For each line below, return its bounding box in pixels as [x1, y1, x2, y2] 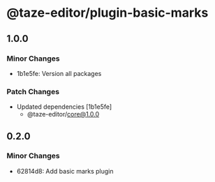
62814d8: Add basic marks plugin [16, 167, 114, 175]
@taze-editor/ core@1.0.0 [27, 110, 100, 119]
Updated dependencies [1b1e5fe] [16, 103, 112, 111]
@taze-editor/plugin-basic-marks [6, 5, 209, 21]
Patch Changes [6, 86, 60, 96]
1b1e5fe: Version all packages [16, 69, 102, 77]
